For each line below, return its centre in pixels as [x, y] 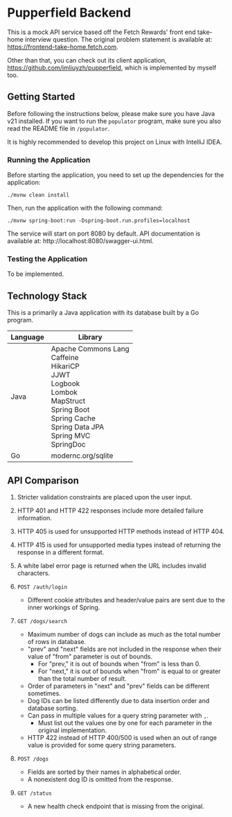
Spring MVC [71, 436]
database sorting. [53, 708]
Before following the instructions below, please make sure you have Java [111, 113]
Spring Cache [73, 418]
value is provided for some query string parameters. [102, 745]
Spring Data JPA [78, 427]
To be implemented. [36, 274]
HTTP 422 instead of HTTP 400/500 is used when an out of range [122, 737]
